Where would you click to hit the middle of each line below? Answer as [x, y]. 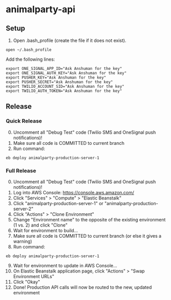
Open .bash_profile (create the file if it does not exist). [70, 40]
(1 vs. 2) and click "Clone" [40, 225]
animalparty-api [41, 9]
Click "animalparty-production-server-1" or [58, 203]
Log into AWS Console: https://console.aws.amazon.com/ [74, 192]
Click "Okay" [26, 282]
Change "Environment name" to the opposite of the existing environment [89, 219]
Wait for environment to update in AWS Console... [65, 265]
